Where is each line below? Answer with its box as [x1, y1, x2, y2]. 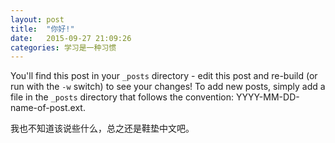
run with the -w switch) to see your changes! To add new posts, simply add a [10, 81, 326, 93]
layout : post [10, 14, 65, 25]
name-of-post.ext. [10, 102, 86, 114]
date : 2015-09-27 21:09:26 [10, 33, 132, 43]
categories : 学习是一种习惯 [10, 42, 117, 53]
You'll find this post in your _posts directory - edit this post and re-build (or [10, 70, 318, 82]
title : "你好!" [10, 24, 75, 34]
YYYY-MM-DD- [235, 91, 300, 103]
